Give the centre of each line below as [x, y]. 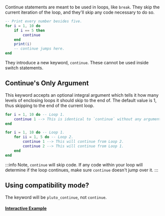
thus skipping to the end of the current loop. [50, 106]
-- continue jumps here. [39, 49]
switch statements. [24, 68]
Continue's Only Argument [47, 83]
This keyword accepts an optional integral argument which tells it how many [82, 95]
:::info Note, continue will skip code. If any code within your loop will [74, 164]
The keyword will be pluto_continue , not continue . [56, 197]
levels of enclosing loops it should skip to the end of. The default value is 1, [81, 100]
